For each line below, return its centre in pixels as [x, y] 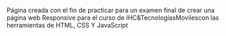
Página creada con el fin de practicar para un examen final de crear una [111, 10]
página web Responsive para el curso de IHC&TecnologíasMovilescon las [113, 18]
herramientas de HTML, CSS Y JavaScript [67, 25]
